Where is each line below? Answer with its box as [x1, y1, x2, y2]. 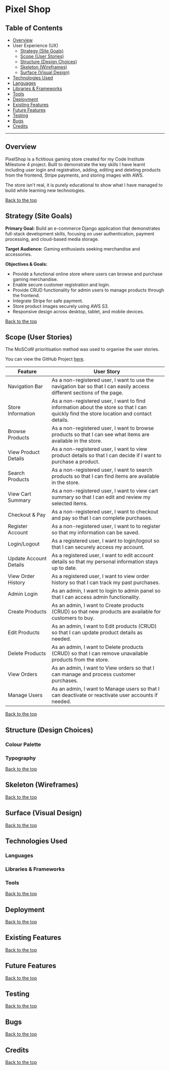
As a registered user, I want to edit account [51, 552, 154, 559]
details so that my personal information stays [51, 558, 158, 565]
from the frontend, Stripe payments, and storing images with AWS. [5, 172, 144, 178]
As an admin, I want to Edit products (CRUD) [51, 623, 157, 630]
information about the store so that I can [51, 404, 147, 411]
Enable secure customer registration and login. [12, 281, 110, 287]
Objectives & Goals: [5, 261, 48, 267]
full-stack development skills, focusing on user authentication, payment [5, 230, 154, 236]
